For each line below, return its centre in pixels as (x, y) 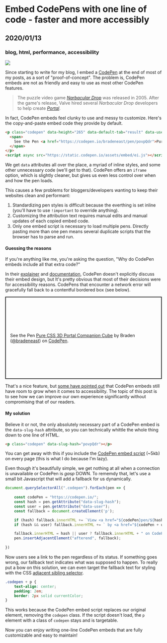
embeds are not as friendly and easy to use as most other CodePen (74, 82)
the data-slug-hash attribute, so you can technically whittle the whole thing (82, 429)
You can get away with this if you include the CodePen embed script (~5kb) (83, 453)
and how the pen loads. (29, 181)
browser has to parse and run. (43, 237)
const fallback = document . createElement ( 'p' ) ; (64, 511)
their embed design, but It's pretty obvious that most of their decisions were (83, 280)
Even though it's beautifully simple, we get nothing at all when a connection (83, 468)
